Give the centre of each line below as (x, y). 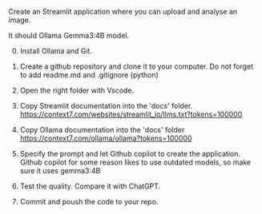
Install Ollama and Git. (56, 51)
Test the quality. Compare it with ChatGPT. (90, 186)
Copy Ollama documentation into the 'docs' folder (102, 130)
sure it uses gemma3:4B (60, 170)
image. (20, 20)
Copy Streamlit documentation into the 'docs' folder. (106, 106)
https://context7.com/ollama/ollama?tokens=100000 (106, 138)
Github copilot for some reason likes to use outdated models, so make (135, 162)
